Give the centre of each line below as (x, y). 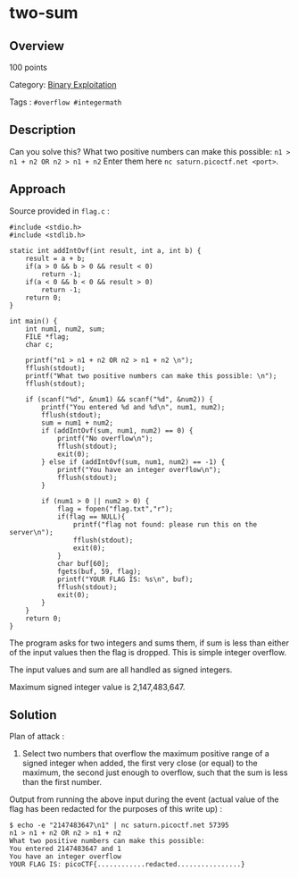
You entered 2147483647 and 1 (66, 849)
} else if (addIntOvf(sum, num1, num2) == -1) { (133, 462)
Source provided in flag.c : (59, 211)
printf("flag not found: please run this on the (165, 524)
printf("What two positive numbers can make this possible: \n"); (151, 376)
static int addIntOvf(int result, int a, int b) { (105, 250)
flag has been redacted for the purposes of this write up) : (116, 809)
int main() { (33, 321)
